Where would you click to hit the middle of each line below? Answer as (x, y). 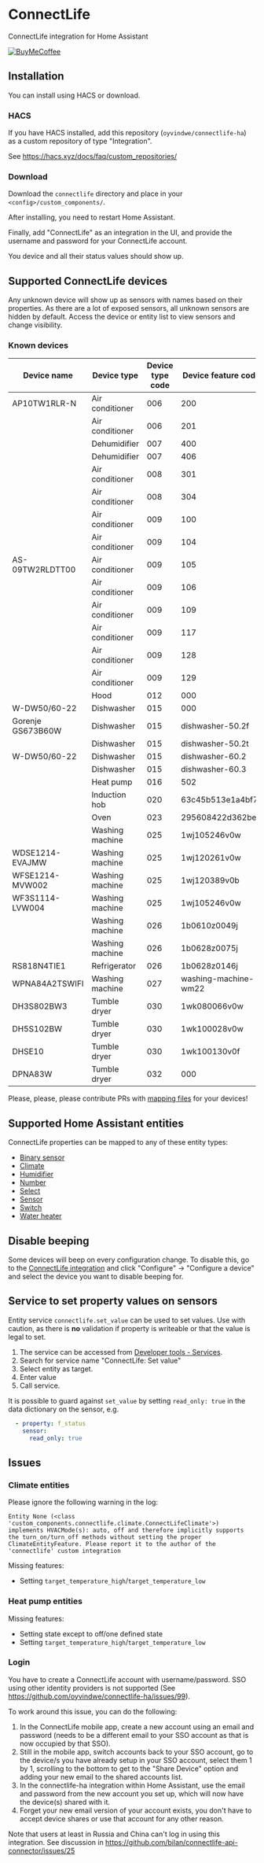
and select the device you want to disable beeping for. (96, 1277)
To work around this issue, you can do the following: (93, 1711)
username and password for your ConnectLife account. (98, 241)
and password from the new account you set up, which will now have (132, 1793)
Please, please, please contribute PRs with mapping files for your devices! (128, 1098)
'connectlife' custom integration (65, 1551)
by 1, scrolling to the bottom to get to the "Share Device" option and (129, 1769)
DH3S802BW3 (40, 1006)
